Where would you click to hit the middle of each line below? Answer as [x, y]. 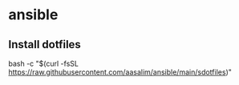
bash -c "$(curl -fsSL [43, 63]
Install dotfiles [45, 45]
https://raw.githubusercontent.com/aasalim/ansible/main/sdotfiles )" [120, 72]
